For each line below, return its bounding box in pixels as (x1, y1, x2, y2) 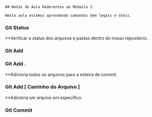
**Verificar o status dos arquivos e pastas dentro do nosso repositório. (5, 35, 148, 41)
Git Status (5, 24, 29, 31)
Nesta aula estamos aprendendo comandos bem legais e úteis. (5, 13, 132, 18)
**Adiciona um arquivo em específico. (5, 95, 83, 100)
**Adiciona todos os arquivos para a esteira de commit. (5, 71, 118, 77)
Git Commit (5, 107, 33, 114)
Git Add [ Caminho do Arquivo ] (5, 84, 80, 90)
